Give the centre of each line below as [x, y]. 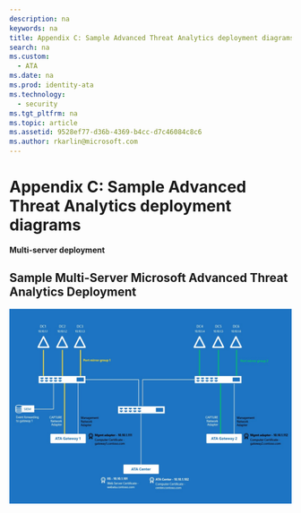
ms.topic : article [43, 123]
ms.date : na [31, 76]
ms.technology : [38, 94]
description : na [39, 19]
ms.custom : [30, 57]
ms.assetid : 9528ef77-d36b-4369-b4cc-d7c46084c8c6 [106, 133]
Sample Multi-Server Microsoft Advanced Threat [149, 278]
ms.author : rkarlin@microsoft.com [74, 142]
